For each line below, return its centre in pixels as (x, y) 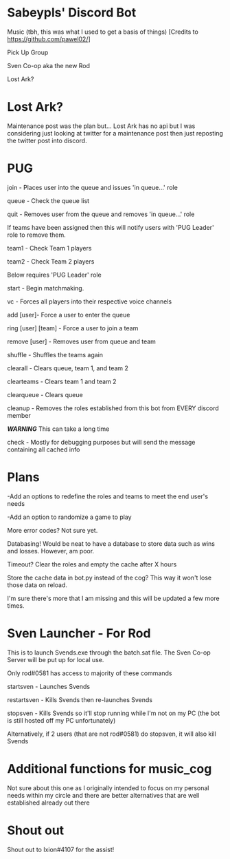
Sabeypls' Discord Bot (72, 13)
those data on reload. (37, 585)
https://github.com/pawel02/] (49, 39)
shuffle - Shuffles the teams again (55, 354)
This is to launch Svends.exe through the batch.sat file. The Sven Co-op (109, 653)
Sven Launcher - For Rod (79, 633)
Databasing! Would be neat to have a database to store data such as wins (111, 543)
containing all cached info (44, 449)
